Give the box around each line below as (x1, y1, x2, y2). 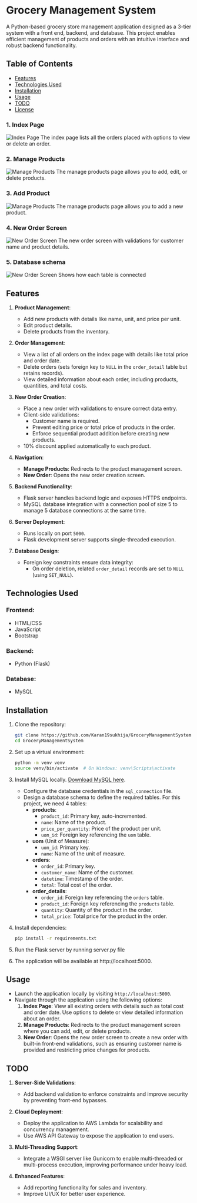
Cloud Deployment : (14, 1108, 64, 1115)
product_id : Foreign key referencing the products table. (41, 900, 175, 907)
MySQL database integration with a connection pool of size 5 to (23, 501, 178, 508)
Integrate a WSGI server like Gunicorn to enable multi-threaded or (23, 1155, 183, 1162)
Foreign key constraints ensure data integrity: (23, 559, 133, 566)
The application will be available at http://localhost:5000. (14, 957, 152, 964)
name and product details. (6, 243, 69, 250)
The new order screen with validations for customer (58, 237, 184, 244)
